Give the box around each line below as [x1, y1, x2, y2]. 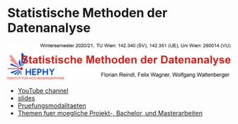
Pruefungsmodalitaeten [17, 101, 86, 110]
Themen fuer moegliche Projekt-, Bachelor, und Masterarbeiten [17, 108, 203, 117]
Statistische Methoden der [7, 5, 168, 21]
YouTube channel [17, 86, 69, 94]
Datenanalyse [7, 20, 91, 36]
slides [17, 94, 35, 102]
